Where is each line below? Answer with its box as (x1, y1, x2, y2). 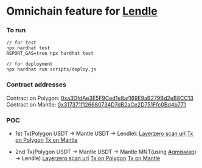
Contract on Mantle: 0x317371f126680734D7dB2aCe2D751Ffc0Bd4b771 (6, 100, 187, 108)
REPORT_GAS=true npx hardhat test (6, 51, 94, 57)
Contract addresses (6, 80, 67, 89)
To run (6, 26, 26, 35)
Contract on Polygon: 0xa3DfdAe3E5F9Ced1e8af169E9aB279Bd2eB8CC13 (6, 94, 193, 102)
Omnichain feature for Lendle (6, 4, 158, 18)
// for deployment (6, 61, 53, 68)
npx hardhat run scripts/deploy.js (6, 66, 97, 72)
